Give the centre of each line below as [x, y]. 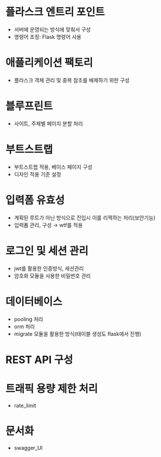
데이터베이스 [34, 301]
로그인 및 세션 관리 [47, 251]
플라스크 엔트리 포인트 [55, 12]
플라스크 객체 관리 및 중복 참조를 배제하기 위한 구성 [72, 80]
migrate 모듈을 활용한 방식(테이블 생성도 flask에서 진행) [78, 333]
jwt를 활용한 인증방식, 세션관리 [49, 268]
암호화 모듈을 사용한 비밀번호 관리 [52, 276]
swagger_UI [28, 448]
